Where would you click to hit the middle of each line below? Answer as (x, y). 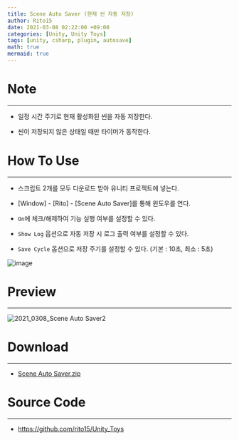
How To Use (43, 160)
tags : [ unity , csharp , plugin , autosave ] (70, 41)
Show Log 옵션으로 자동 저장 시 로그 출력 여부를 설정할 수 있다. (103, 233)
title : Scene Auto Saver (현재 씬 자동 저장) (71, 14)
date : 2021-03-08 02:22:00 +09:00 (59, 27)
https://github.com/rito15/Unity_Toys (71, 429)
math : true (23, 47)
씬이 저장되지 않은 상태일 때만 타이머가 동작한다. (84, 131)
